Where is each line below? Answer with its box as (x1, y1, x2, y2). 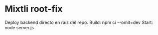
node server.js (4, 24, 34, 30)
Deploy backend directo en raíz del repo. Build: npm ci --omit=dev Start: (4, 19, 153, 25)
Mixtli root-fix (4, 3, 63, 15)
